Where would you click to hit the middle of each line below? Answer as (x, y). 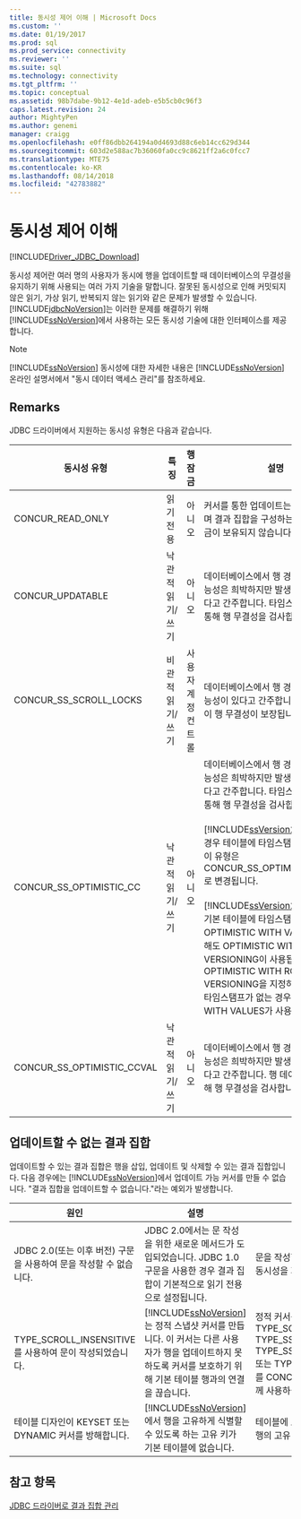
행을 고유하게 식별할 (202, 1420)
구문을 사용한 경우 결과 (189, 1271)
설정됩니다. (185, 1298)
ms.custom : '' (36, 26)
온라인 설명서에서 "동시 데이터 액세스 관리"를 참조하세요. (107, 379)
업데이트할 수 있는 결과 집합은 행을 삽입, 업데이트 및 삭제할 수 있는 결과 (132, 1166)
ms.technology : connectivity (64, 76)
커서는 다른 (198, 1339)
